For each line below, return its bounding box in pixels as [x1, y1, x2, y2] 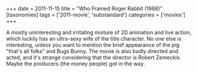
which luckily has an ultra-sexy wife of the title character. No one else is [6, 35, 182, 42]
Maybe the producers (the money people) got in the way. [6, 60, 145, 67]
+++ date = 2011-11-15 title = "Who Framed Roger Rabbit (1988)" [6, 5, 163, 12]
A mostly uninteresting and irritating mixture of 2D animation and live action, [6, 29, 192, 36]
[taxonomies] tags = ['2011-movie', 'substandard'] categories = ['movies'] [6, 11, 185, 18]
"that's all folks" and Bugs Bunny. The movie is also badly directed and [6, 48, 179, 55]
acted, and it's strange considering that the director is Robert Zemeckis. [6, 54, 182, 61]
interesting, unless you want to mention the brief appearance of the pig [6, 41, 180, 48]
